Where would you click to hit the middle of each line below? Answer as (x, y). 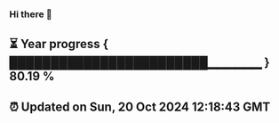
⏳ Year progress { (59, 44)
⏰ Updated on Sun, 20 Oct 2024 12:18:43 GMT (140, 107)
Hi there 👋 (31, 14)
